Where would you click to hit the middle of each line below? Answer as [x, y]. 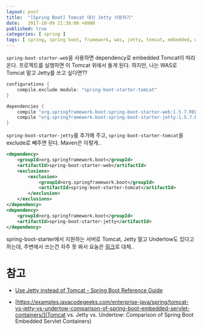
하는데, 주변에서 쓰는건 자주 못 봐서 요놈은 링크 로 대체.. [70, 247]
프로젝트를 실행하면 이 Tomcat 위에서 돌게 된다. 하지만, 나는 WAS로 [98, 65]
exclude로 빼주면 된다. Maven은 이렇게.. [54, 143]
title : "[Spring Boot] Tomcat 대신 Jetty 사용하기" [70, 17]
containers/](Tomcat [40, 315]
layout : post [23, 12]
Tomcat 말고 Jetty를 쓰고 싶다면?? [47, 73]
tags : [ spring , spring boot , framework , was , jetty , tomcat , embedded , [99, 40]
